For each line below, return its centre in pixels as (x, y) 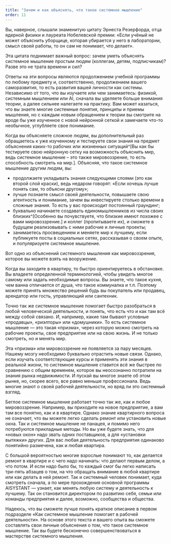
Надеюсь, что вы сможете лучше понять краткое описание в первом (81, 509)
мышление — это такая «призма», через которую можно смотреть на (82, 327)
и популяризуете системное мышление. (56, 243)
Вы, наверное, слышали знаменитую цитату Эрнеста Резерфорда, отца (83, 29)
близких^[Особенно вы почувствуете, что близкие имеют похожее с (88, 216)
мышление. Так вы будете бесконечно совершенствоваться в (73, 530)
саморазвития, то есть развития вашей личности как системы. (74, 87)
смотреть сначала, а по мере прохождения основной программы (77, 483)
